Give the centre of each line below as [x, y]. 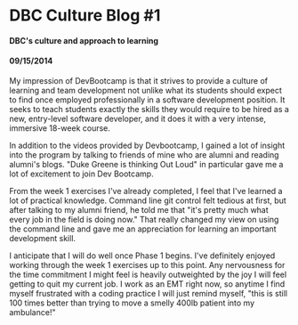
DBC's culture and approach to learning [84, 40]
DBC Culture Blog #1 [85, 16]
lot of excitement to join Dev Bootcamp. [81, 174]
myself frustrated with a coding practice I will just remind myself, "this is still [148, 293]
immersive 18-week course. [60, 128]
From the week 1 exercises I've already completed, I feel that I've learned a [146, 191]
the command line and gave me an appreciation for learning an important [143, 229]
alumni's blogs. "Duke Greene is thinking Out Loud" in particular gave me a [146, 164]
